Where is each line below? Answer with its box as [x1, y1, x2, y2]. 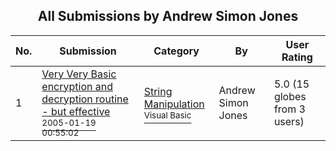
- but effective [41, 104, 111, 118]
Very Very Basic [41, 67, 117, 81]
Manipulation [143, 97, 205, 111]
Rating [281, 50, 313, 64]
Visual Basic [143, 109, 192, 121]
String [143, 84, 173, 98]
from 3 [273, 102, 306, 116]
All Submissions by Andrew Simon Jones [37, 8, 299, 25]
